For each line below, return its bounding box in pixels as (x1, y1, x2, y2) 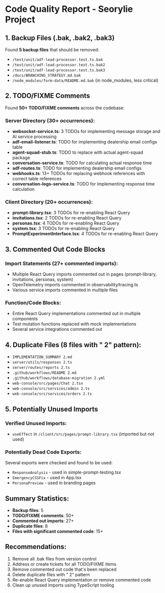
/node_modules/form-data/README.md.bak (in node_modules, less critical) (12, 78, 159, 83)
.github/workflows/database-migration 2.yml (12, 376, 105, 381)
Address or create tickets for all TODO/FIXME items (12, 561, 117, 567)
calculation (12, 186, 35, 192)
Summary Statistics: (5, 494, 69, 502)
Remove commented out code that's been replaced (12, 566, 117, 572)
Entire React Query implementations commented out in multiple (12, 311, 141, 317)
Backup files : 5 (12, 507, 44, 513)
